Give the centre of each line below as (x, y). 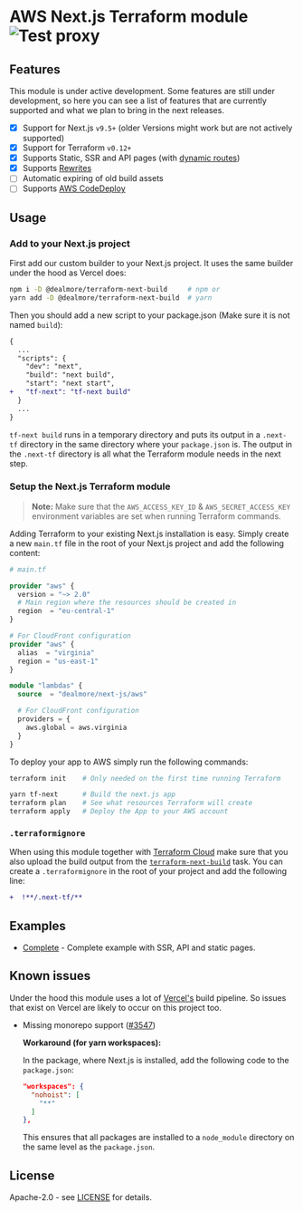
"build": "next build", (71, 375)
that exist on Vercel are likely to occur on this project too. (116, 1007)
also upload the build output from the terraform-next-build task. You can (146, 861)
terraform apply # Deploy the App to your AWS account (119, 812)
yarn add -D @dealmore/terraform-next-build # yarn (111, 298)
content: (25, 553)
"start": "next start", (71, 384)
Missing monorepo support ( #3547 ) (89, 1024)
